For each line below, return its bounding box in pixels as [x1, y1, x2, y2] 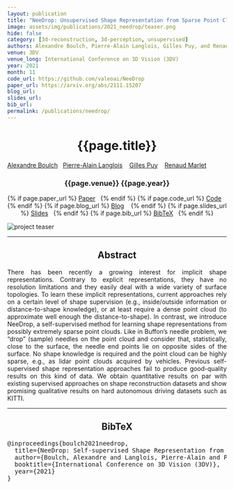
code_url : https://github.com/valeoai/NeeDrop [7, 75, 145, 82]
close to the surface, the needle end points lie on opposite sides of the [7, 342, 227, 350]
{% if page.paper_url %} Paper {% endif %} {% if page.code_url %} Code [7, 194, 221, 203]
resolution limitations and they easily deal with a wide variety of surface [7, 282, 227, 291]
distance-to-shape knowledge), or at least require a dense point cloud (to [7, 305, 227, 313]
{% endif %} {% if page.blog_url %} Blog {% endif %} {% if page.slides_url [7, 201, 227, 210]
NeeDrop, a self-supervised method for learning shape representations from [7, 319, 227, 328]
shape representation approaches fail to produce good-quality [41, 364, 227, 372]
